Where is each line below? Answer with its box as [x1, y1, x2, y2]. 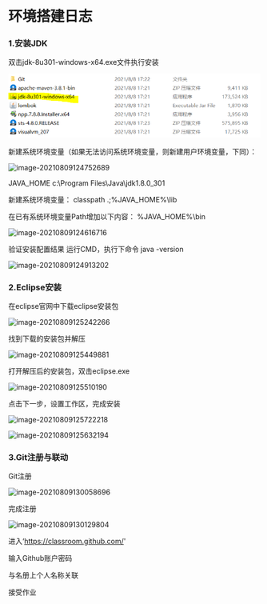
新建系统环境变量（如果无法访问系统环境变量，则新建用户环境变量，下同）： [8, 146, 257, 156]
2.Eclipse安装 [8, 282, 62, 293]
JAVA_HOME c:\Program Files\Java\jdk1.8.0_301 [8, 178, 165, 188]
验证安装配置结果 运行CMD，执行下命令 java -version [8, 244, 184, 254]
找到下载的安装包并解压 [8, 334, 86, 344]
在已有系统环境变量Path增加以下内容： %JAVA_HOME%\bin [8, 211, 206, 221]
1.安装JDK [8, 38, 48, 49]
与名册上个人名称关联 [8, 570, 78, 580]
